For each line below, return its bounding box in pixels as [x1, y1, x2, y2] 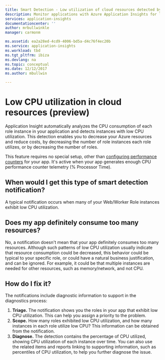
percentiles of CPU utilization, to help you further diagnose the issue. [12, 349, 152, 355]
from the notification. [12, 328, 55, 334]
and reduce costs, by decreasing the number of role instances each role [5, 139, 151, 145]
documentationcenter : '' [5, 21, 56, 26]
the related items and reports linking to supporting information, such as [12, 344, 156, 350]
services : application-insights [5, 16, 71, 21]
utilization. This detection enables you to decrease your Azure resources [5, 133, 152, 139]
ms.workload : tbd [5, 48, 41, 53]
